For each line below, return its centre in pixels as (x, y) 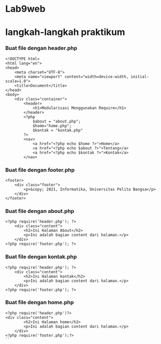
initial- (140, 77)
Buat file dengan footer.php (40, 170)
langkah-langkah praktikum (65, 32)
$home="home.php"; (52, 126)
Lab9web (25, 9)
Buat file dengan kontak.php (41, 257)
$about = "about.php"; (57, 121)
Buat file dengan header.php (41, 48)
